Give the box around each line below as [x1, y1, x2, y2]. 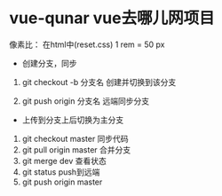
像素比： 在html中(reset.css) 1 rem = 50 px [9, 39, 165, 50]
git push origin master [21, 176, 103, 187]
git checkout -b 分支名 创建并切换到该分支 [21, 76, 177, 87]
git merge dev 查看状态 [21, 155, 107, 166]
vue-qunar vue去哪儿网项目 [9, 8, 215, 28]
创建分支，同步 [21, 58, 77, 68]
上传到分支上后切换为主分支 [21, 114, 124, 125]
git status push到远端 [21, 166, 100, 177]
